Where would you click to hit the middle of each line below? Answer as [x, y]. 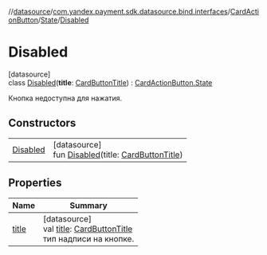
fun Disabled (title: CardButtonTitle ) [118, 155]
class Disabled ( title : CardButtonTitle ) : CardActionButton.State [110, 82]
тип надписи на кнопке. [88, 238]
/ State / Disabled [63, 20]
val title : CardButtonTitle [88, 229]
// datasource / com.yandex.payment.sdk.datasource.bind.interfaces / [120, 12]
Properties [35, 183]
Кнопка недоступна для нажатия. [65, 98]
